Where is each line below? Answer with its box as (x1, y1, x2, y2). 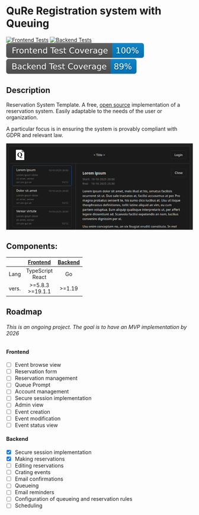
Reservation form (14, 368, 57, 375)
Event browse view (14, 362, 62, 369)
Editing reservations (14, 462, 64, 469)
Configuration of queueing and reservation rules (14, 495, 133, 503)
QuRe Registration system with (6, 4, 162, 18)
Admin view (14, 401, 44, 408)
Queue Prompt (14, 381, 51, 389)
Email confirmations (14, 475, 63, 482)
